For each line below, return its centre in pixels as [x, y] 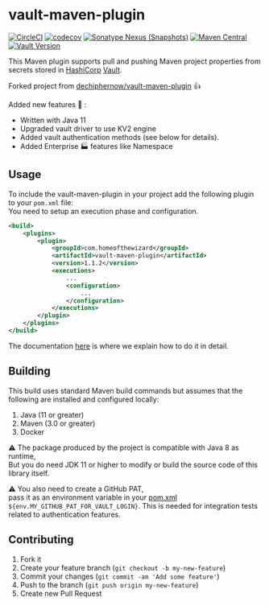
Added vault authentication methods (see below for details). [120, 137]
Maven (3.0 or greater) [58, 423]
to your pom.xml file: [41, 202]
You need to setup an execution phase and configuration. [103, 211]
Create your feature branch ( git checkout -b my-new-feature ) [123, 567]
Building [29, 371]
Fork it [31, 559]
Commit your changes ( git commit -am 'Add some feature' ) [120, 576]
